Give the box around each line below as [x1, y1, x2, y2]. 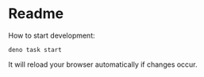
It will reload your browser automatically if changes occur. [8, 60, 198, 69]
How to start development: [8, 31, 95, 40]
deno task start [8, 46, 62, 53]
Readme [8, 5, 64, 23]
